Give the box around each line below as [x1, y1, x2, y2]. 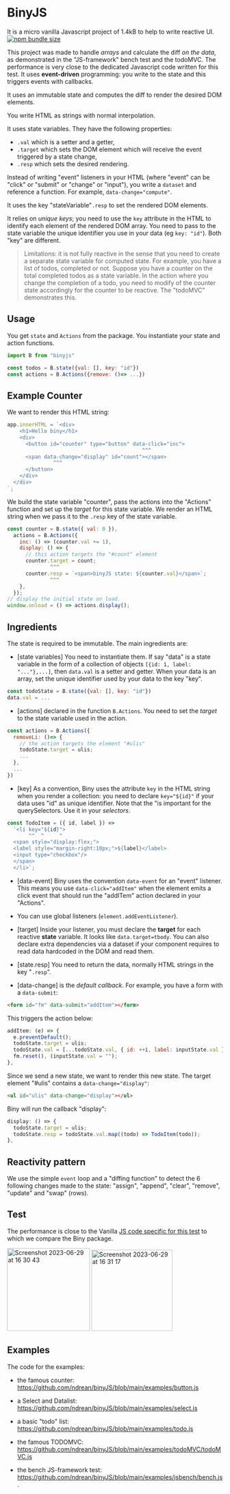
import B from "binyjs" [7, 352, 75, 359]
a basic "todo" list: [16, 1417, 70, 1425]
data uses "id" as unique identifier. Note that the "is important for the [16, 799, 212, 807]
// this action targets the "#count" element [25, 551, 157, 558]
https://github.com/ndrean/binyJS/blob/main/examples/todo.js [16, 1424, 194, 1433]
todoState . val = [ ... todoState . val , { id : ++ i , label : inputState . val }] [13, 1046, 228, 1054]
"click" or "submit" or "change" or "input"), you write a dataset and [7, 180, 197, 188]
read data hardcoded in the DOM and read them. [16, 947, 155, 955]
